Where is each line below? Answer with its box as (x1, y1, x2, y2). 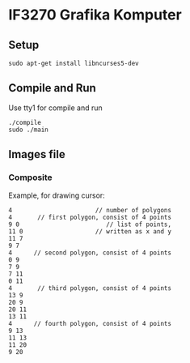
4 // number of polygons (8, 206, 172, 214)
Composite (8, 172, 53, 183)
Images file (8, 147, 66, 161)
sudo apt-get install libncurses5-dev (8, 59, 139, 67)
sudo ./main (8, 126, 49, 134)
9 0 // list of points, (8, 220, 172, 228)
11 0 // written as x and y (8, 227, 172, 236)
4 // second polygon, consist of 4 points (8, 249, 172, 257)
